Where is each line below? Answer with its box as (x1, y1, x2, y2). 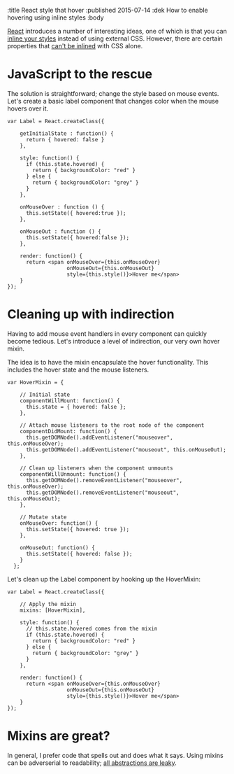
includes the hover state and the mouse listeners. (7, 365, 149, 374)
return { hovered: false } (25, 136, 105, 143)
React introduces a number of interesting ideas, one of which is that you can (7, 27, 227, 35)
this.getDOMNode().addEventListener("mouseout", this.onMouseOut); (25, 446, 227, 453)
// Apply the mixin (20, 600, 77, 607)
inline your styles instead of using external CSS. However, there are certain (7, 34, 224, 43)
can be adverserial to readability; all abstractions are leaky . (7, 759, 177, 767)
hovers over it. (7, 104, 49, 113)
